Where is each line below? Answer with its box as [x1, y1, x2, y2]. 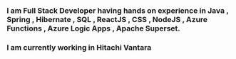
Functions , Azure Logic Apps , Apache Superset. [6, 23, 181, 33]
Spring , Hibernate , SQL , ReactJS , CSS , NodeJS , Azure [6, 14, 208, 24]
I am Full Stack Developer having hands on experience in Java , [6, 6, 229, 16]
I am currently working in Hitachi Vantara [6, 42, 152, 52]
